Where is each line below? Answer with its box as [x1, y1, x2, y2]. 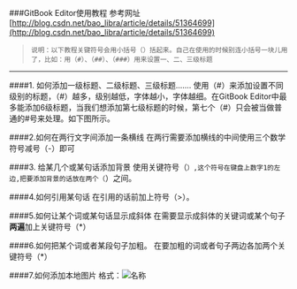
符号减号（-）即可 [9, 143, 75, 153]
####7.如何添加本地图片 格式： [9, 270, 122, 280]
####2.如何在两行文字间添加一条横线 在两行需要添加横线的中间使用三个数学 [9, 132, 286, 142]
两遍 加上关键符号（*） [9, 222, 91, 232]
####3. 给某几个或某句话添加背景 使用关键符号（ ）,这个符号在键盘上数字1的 [9, 162, 274, 172]
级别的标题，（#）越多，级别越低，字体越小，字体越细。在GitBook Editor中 [9, 91, 280, 102]
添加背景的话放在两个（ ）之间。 [32, 173, 137, 183]
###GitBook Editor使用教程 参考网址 [9, 8, 141, 18]
